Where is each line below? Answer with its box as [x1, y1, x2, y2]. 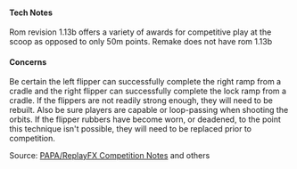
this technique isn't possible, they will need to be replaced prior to [9, 124, 252, 134]
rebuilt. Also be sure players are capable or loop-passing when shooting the [9, 105, 289, 116]
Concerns [9, 56, 47, 67]
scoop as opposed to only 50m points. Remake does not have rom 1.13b [9, 36, 273, 47]
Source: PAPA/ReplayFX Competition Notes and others [9, 150, 210, 161]
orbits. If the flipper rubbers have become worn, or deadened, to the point [9, 114, 281, 125]
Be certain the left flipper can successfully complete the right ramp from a [9, 76, 282, 87]
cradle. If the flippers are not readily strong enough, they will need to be [9, 95, 274, 106]
